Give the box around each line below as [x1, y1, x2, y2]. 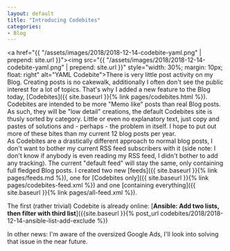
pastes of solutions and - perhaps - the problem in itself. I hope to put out [7, 122, 217, 130]
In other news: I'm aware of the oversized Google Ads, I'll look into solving [7, 230, 219, 239]
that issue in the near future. [7, 237, 88, 246]
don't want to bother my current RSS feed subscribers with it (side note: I [7, 144, 216, 153]
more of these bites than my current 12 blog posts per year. [7, 130, 177, 138]
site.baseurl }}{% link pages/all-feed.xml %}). [7, 189, 137, 197]
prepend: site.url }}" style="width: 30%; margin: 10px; [69, 63, 223, 71]
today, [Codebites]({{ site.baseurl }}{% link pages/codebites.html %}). [7, 93, 208, 101]
